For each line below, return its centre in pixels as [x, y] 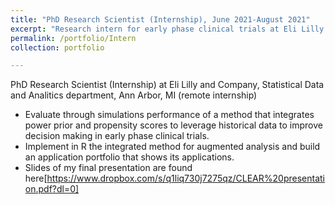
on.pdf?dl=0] [52, 189]
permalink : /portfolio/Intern [73, 38]
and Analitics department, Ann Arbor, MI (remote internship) [134, 95]
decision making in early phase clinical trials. [117, 136]
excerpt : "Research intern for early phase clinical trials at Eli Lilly [167, 29]
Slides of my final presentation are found [108, 168]
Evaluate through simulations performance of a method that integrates [169, 115]
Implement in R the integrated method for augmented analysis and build [172, 147]
